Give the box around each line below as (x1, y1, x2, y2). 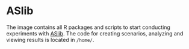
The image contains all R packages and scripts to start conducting (6, 24, 170, 31)
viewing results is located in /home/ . (6, 36, 94, 43)
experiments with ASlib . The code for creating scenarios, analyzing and (6, 30, 184, 37)
